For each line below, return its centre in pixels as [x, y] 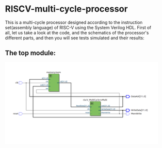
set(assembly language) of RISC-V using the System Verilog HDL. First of [78, 27]
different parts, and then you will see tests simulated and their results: [75, 38]
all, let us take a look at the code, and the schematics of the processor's [77, 33]
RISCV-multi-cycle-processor [66, 9]
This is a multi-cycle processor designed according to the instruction [74, 22]
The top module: [30, 53]
